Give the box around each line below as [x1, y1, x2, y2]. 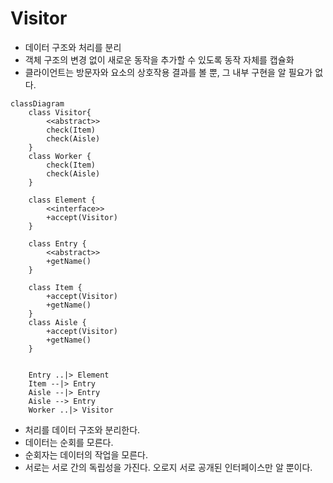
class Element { [28, 195, 97, 205]
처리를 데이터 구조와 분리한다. [24, 423, 141, 436]
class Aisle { [28, 317, 87, 327]
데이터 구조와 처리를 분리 [24, 41, 122, 53]
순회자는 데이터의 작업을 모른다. [24, 448, 148, 461]
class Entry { [28, 238, 87, 249]
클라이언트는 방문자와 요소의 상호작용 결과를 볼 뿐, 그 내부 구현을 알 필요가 [24, 66, 313, 78]
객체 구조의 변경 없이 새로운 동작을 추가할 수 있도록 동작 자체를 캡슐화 [24, 53, 295, 66]
